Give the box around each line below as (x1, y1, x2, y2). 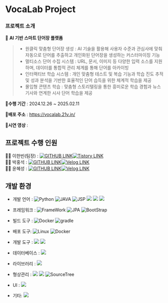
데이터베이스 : (12, 250, 40, 256)
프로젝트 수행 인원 (5, 138, 58, 147)
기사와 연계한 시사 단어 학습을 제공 (25, 90, 93, 96)
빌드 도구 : (12, 218, 33, 224)
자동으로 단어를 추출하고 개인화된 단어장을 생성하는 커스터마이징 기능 (25, 52, 160, 58)
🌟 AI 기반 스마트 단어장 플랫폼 (5, 35, 63, 41)
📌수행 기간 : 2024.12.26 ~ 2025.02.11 (5, 101, 80, 107)
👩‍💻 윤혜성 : (5, 165, 27, 171)
